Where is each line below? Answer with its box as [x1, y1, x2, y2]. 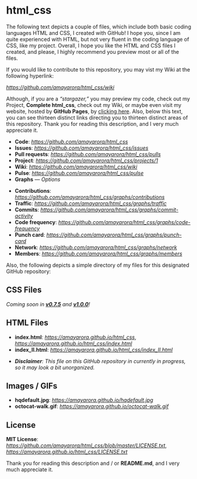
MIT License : [6, 436, 38, 443]
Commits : [14, 206, 40, 213]
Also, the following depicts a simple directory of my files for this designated [6, 261, 190, 268]
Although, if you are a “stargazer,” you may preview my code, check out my [6, 95, 191, 102]
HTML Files [6, 318, 49, 328]
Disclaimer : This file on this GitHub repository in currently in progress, [14, 357, 186, 364]
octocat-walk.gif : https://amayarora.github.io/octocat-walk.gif [14, 403, 169, 410]
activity [14, 212, 34, 219]
